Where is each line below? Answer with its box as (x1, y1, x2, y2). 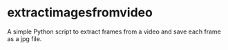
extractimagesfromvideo (7, 5, 153, 21)
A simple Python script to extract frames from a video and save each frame (7, 27, 221, 36)
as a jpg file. (7, 34, 42, 42)
